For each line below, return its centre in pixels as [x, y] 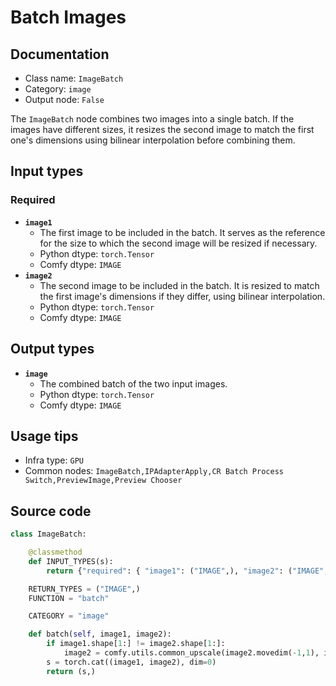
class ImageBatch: [48, 534]
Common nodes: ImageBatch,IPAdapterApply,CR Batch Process [154, 471]
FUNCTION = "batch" [69, 598]
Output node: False [64, 99]
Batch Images [68, 17]
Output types [52, 349]
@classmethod [55, 552]
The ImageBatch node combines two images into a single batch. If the [152, 119]
